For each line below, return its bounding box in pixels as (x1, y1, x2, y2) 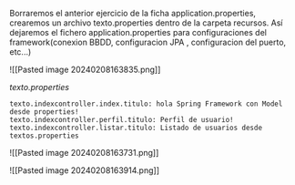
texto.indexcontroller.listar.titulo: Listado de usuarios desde (9, 123, 262, 132)
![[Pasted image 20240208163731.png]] (9, 148, 159, 158)
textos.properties (9, 131, 79, 140)
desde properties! (9, 108, 79, 117)
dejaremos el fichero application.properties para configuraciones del (9, 27, 267, 37)
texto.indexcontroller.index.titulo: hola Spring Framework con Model (9, 99, 283, 108)
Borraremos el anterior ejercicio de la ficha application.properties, (9, 8, 257, 18)
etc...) (9, 46, 32, 57)
